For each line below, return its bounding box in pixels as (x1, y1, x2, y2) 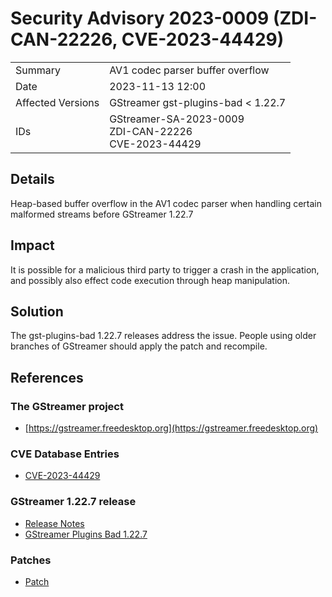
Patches (10, 553, 52, 567)
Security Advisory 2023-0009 (10, 7, 270, 30)
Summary (15, 63, 62, 77)
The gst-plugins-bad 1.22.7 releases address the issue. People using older (10, 330, 317, 342)
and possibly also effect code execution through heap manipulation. (10, 274, 290, 286)
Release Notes (24, 517, 85, 529)
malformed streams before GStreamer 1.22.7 (10, 208, 194, 220)
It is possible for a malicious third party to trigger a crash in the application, (10, 263, 320, 276)
